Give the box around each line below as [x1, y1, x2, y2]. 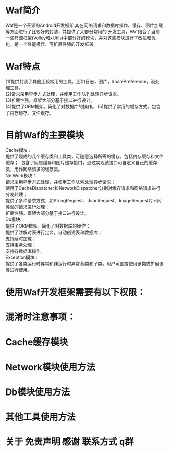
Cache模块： [5, 147, 32, 153]
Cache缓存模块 [5, 336, 68, 348]
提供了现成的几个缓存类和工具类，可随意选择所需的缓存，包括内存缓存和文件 [5, 153, 164, 159]
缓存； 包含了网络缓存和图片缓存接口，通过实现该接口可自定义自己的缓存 [5, 159, 157, 165]
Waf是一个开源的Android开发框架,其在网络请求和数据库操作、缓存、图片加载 [5, 22, 163, 28]
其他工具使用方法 [5, 411, 76, 423]
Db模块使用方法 [5, 386, 70, 398]
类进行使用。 [5, 267, 32, 273]
